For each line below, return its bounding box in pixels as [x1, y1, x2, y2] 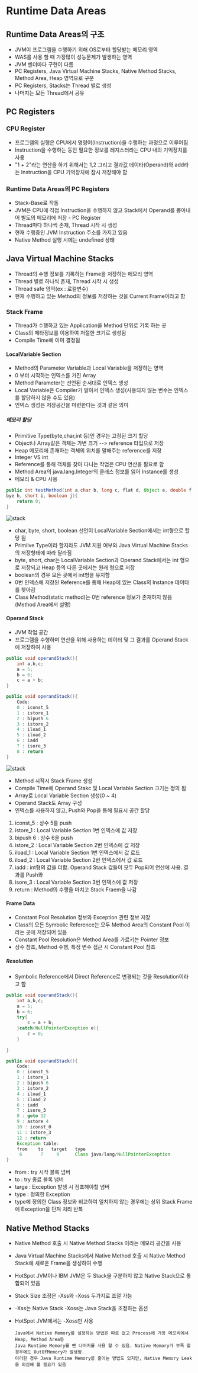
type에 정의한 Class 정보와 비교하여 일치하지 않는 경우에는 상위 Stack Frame [14, 1198, 193, 1205]
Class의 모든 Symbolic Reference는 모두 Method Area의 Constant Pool [14, 921, 184, 928]
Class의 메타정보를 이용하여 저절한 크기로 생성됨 [14, 329, 126, 336]
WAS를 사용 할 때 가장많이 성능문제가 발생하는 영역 [14, 53, 132, 60]
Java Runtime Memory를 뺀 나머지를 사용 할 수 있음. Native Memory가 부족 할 [14, 1343, 191, 1349]
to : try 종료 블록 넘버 [14, 1176, 64, 1183]
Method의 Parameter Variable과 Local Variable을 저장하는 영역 [14, 364, 164, 371]
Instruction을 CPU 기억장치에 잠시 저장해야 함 [21, 168, 128, 175]
